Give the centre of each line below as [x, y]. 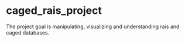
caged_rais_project [54, 11]
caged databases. [28, 32]
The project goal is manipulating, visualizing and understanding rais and [93, 26]
